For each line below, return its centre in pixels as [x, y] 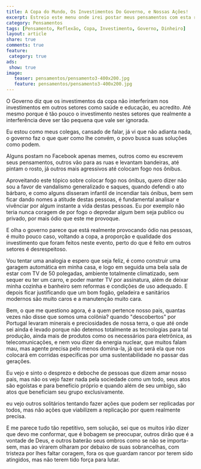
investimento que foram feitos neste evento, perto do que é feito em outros [99, 243]
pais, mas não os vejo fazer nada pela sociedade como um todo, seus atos [98, 379]
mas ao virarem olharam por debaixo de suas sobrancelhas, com [99, 447]
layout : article [26, 34]
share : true [21, 39]
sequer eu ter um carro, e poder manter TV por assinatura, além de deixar [97, 280]
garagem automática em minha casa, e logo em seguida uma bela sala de [97, 267]
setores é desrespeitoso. [37, 249]
